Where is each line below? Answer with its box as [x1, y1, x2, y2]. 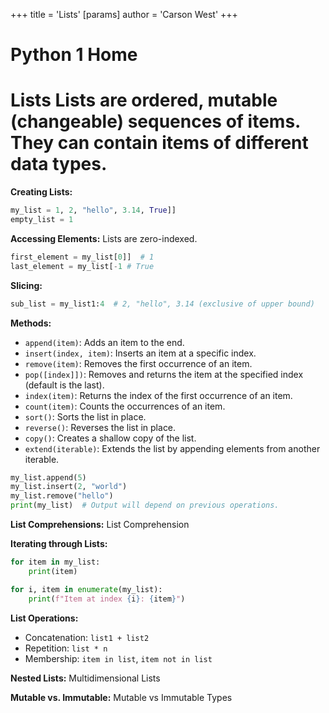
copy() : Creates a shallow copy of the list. [24, 432, 197, 444]
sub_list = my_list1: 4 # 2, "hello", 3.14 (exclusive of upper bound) [10, 299, 315, 309]
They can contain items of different [10, 132, 309, 154]
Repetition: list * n [24, 642, 108, 654]
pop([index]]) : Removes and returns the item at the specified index [24, 368, 304, 380]
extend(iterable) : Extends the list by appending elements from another [24, 442, 321, 454]
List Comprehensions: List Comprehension [10, 519, 190, 530]
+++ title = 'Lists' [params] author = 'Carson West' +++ [10, 9, 238, 20]
